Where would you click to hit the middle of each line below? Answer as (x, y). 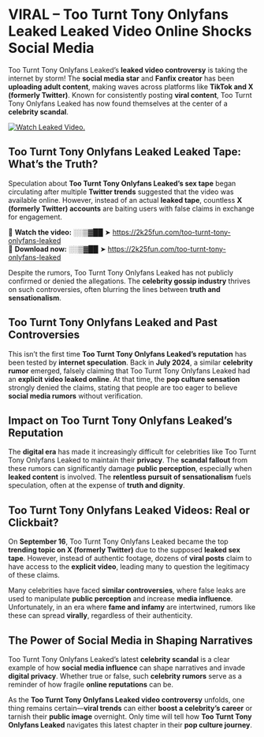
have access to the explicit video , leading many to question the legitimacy (129, 567)
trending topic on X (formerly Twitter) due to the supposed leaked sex (124, 550)
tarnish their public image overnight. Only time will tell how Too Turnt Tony (130, 716)
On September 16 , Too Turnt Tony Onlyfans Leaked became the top (118, 541)
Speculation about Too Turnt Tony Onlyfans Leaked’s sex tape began (122, 183)
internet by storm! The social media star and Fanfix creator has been (121, 78)
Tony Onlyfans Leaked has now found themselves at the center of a (118, 103)
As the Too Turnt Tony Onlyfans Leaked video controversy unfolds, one (126, 700)
